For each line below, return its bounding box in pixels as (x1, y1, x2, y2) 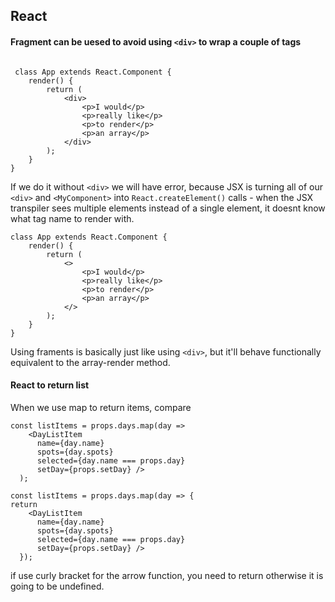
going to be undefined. (10, 580, 105, 592)
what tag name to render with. (10, 212, 135, 224)
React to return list (10, 379, 90, 391)
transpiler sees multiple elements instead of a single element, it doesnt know (10, 202, 326, 214)
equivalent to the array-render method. (10, 356, 171, 368)
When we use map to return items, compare (10, 401, 192, 413)
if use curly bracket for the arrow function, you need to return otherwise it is (10, 569, 324, 581)
